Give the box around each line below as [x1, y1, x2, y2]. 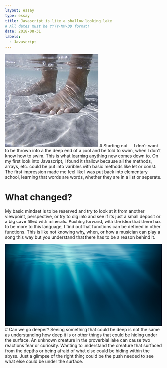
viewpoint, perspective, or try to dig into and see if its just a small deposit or [5, 213, 161, 219]
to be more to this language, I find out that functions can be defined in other [5, 223, 161, 229]
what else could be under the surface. [5, 358, 83, 364]
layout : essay [5, 8, 35, 13]
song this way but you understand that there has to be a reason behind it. [5, 234, 156, 240]
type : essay [5, 13, 30, 18]
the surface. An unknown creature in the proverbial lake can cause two [5, 337, 151, 343]
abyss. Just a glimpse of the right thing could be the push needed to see [5, 353, 154, 359]
